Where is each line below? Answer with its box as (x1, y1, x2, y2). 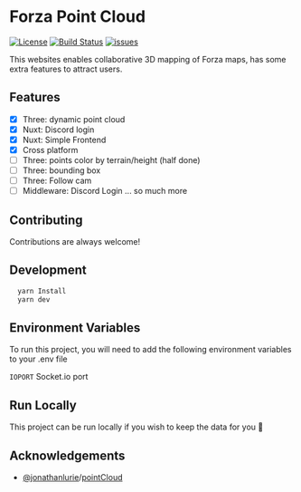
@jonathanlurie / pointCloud (22, 472, 123, 483)
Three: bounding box (22, 165, 101, 176)
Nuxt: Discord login (22, 124, 95, 135)
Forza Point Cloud (9, 6, 146, 27)
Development (9, 263, 88, 278)
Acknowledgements (9, 448, 126, 463)
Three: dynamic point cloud (22, 113, 126, 124)
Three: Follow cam (22, 175, 92, 187)
